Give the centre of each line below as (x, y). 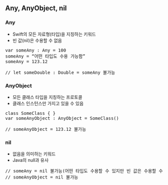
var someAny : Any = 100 (36, 50)
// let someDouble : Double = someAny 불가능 (60, 72)
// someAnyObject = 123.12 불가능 (46, 129)
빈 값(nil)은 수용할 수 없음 (37, 40)
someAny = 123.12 (26, 61)
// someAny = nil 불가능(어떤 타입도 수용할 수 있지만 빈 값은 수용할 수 (84, 171)
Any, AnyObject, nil (36, 8)
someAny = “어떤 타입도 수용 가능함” (45, 56)
